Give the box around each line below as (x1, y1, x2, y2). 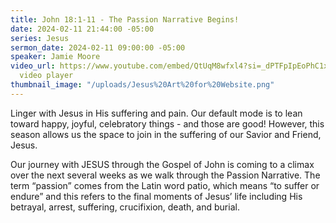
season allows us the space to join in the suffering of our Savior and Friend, (10, 128, 322, 140)
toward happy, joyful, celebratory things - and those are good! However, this (10, 117, 325, 130)
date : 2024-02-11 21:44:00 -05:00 (10, 24, 155, 34)
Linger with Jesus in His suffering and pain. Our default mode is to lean (10, 107, 303, 119)
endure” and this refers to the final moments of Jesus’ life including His (10, 190, 303, 202)
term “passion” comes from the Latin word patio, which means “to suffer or (10, 179, 320, 191)
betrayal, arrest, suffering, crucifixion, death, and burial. (10, 201, 240, 213)
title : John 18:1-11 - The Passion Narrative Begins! (10, 14, 240, 25)
